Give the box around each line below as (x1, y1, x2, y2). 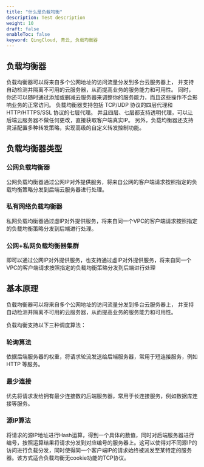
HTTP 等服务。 (6, 361, 44, 368)
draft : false (6, 26, 39, 32)
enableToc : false (6, 32, 50, 38)
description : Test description (6, 15, 86, 21)
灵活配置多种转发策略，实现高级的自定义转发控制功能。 (6, 124, 144, 131)
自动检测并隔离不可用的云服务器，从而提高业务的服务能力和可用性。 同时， (6, 86, 194, 93)
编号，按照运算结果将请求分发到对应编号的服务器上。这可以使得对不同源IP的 (6, 438, 197, 446)
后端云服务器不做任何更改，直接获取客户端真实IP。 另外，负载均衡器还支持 (6, 116, 194, 123)
